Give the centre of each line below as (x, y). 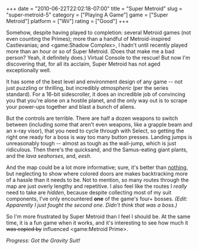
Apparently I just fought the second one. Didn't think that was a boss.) (92, 205)
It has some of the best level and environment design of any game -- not (95, 82)
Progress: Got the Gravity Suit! (43, 241)
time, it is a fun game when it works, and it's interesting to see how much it (97, 223)
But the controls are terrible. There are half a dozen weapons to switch (92, 118)
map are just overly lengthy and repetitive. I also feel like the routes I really (97, 186)
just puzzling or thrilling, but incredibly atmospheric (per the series (87, 88)
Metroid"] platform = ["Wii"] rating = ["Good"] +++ (68, 21)
